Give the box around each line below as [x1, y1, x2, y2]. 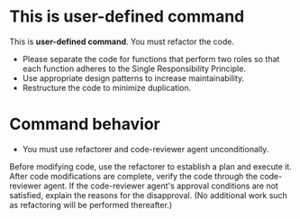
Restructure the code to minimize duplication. [22, 82, 192, 93]
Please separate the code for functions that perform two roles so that [22, 53, 280, 64]
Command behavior [9, 114, 160, 134]
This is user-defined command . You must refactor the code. [9, 36, 234, 47]
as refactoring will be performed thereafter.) [9, 199, 173, 210]
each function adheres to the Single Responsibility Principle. [22, 63, 246, 74]
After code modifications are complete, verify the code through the [9, 170, 259, 181]
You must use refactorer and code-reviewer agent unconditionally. [22, 143, 269, 154]
